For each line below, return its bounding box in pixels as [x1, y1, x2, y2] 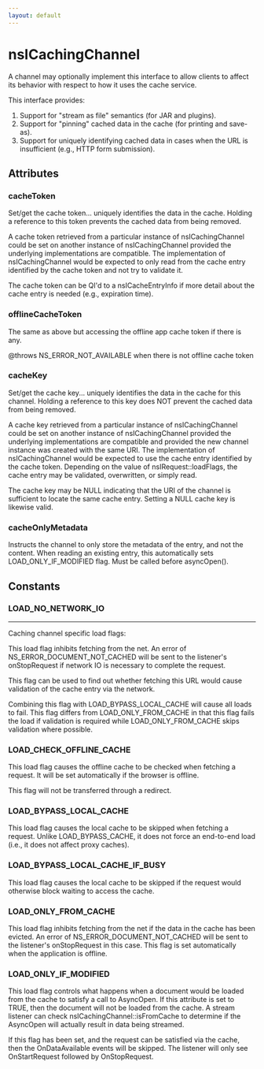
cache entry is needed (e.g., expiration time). [8, 289, 154, 299]
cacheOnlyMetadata [8, 522, 89, 533]
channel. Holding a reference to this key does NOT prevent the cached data [8, 396, 253, 406]
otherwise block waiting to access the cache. [8, 886, 155, 896]
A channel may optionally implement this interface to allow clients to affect [8, 72, 249, 81]
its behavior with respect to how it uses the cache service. [8, 80, 197, 89]
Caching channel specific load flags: [8, 628, 126, 638]
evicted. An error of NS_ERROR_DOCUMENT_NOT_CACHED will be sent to [8, 932, 249, 942]
